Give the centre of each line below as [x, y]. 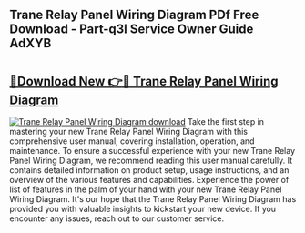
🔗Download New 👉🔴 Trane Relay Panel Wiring [144, 81]
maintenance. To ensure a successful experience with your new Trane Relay [152, 151]
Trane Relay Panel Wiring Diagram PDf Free [134, 15]
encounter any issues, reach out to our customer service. [117, 218]
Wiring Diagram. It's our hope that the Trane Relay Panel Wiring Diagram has [153, 199]
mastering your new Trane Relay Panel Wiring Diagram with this [129, 132]
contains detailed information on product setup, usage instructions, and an [149, 170]
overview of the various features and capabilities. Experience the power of [149, 180]
